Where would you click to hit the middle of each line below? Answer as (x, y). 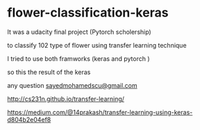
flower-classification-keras (88, 13)
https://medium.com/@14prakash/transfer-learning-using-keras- (100, 112)
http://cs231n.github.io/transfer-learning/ (66, 99)
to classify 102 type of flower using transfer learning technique (97, 45)
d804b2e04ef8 (29, 120)
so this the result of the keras (49, 72)
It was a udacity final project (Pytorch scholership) (79, 32)
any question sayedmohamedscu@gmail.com (72, 85)
